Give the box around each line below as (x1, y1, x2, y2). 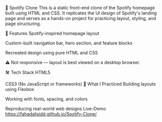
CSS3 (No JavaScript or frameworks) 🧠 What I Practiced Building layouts (5, 81, 156, 87)
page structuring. (5, 20, 41, 26)
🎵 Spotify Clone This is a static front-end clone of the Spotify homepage (5, 5, 155, 10)
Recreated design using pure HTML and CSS (5, 50, 98, 55)
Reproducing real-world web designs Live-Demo (5, 105, 107, 111)
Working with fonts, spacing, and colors (5, 96, 88, 102)
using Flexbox (5, 86, 34, 92)
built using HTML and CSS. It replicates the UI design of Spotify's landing (5, 10, 157, 16)
